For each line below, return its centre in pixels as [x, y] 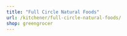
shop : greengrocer [30, 23]
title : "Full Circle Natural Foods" [53, 12]
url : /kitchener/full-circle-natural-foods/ [64, 18]
